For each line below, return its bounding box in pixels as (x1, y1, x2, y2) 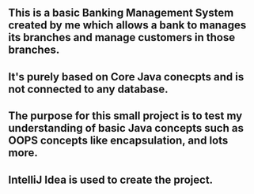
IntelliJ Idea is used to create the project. (8, 173, 214, 186)
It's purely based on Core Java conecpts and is (8, 70, 245, 84)
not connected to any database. (8, 82, 169, 95)
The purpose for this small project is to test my (8, 110, 243, 123)
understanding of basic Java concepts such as (8, 121, 244, 135)
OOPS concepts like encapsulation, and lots (8, 134, 229, 147)
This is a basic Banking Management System (8, 6, 234, 20)
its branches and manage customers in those (8, 31, 236, 44)
